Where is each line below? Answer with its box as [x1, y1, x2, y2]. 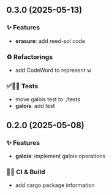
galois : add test [15, 102, 55, 110]
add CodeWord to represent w [15, 66, 92, 74]
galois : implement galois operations [15, 152, 106, 159]
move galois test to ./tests [15, 96, 81, 103]
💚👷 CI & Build [6, 167, 45, 176]
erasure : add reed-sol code [15, 37, 86, 45]
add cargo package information [15, 182, 95, 189]
